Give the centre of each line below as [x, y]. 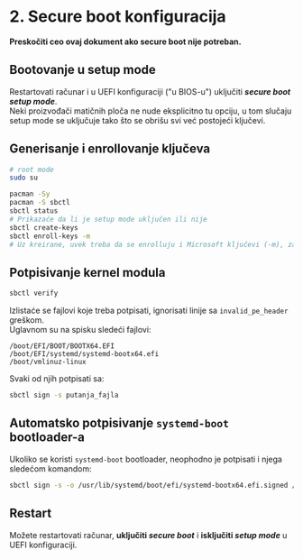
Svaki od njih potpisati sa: [57, 379]
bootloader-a [47, 438]
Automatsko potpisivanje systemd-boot [119, 423]
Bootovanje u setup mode [83, 70]
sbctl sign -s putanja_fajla [64, 395]
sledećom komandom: [50, 468]
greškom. [27, 320]
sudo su [24, 178]
